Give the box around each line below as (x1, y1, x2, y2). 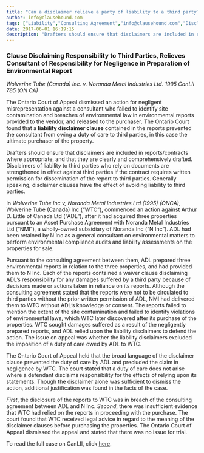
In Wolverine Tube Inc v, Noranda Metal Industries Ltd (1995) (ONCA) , (6, 200, 181, 207)
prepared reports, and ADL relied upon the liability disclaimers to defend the (6, 327, 197, 335)
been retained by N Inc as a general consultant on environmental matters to (6, 232, 195, 239)
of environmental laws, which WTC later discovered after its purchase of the (6, 315, 197, 322)
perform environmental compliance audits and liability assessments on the (6, 238, 192, 246)
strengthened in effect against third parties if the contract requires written (6, 168, 191, 176)
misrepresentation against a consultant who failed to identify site (6, 105, 168, 112)
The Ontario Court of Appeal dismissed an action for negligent (6, 98, 162, 106)
